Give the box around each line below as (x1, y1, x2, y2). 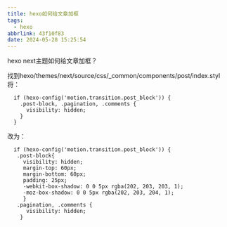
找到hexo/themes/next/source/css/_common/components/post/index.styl (7, 72, 221, 80)
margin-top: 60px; (22, 164, 77, 172)
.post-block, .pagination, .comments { (20, 100, 137, 108)
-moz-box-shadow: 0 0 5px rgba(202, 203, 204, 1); (22, 189, 174, 197)
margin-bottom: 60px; (22, 171, 86, 178)
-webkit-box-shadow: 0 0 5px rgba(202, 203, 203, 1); (22, 183, 184, 190)
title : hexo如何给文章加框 (7, 10, 79, 18)
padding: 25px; (22, 177, 68, 184)
